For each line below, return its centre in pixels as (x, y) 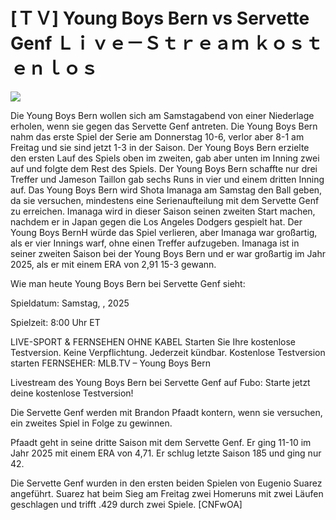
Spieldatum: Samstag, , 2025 (70, 303)
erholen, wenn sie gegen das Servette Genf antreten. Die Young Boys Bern (164, 126)
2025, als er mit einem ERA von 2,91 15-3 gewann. (113, 264)
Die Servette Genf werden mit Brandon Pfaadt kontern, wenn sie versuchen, (166, 412)
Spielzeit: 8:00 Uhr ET (55, 322)
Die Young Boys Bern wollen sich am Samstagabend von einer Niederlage (162, 115)
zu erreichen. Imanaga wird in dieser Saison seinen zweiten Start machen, (163, 211)
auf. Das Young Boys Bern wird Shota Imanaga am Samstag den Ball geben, (166, 190)
